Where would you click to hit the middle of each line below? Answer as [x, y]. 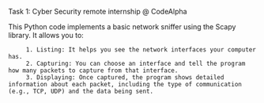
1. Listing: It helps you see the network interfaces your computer [141, 50]
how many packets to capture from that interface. [93, 71]
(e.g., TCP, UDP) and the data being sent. [81, 91]
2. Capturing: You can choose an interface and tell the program [136, 63]
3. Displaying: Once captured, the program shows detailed [125, 78]
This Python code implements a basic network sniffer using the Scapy [122, 27]
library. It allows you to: [46, 35]
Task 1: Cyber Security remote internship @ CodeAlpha [98, 11]
